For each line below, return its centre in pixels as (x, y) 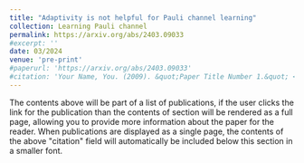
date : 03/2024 (36, 52)
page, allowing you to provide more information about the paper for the (142, 121)
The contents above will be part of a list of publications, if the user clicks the (152, 102)
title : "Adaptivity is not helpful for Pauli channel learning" (133, 18)
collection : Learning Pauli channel (78, 26)
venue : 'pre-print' (46, 60)
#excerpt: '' (34, 43)
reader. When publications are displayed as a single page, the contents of (147, 131)
